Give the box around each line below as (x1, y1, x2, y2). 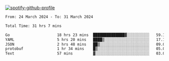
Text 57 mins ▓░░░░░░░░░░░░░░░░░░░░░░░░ (5, 51, 150, 56)
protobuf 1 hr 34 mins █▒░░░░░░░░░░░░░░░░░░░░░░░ (5, 46, 150, 51)
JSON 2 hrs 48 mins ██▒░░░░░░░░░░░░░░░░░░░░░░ (5, 41, 150, 47)
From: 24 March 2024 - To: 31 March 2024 (5, 14, 94, 19)
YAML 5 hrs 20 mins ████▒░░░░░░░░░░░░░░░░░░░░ (5, 37, 150, 42)
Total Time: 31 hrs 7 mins (5, 23, 62, 28)
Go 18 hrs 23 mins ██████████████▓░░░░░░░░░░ (5, 32, 150, 37)
